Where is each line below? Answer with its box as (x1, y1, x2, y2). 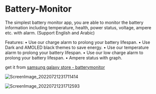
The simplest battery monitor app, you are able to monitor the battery (5, 19, 144, 25)
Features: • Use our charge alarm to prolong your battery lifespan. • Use (5, 39, 151, 45)
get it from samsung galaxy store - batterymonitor (5, 64, 105, 70)
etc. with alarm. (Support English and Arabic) (5, 30, 95, 36)
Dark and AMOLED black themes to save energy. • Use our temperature (5, 44, 149, 50)
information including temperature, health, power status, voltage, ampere (5, 24, 152, 30)
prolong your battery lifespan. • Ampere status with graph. (5, 55, 122, 60)
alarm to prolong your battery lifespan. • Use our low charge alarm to (5, 50, 143, 56)
